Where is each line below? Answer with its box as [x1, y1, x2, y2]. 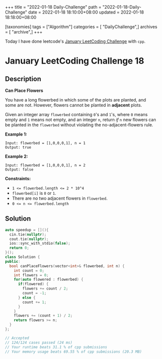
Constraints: [5, 176, 31, 181]
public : [5, 259, 21, 264]
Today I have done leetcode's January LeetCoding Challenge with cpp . [5, 38, 146, 44]
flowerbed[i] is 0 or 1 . [12, 190, 57, 196]
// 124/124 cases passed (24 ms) [5, 340, 73, 345]
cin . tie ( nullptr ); [9, 232, 47, 237]
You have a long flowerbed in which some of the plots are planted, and [5, 97, 146, 103]
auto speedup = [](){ [5, 227, 49, 232]
